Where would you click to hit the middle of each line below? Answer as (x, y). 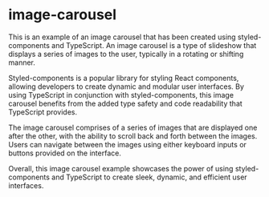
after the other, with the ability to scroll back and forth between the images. (133, 136)
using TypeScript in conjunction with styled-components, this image (121, 94)
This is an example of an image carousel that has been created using (122, 37)
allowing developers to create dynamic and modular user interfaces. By (126, 86)
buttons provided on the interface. (65, 153)
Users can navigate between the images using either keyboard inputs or (128, 144)
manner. (22, 62)
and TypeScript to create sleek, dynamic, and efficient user (149, 177)
